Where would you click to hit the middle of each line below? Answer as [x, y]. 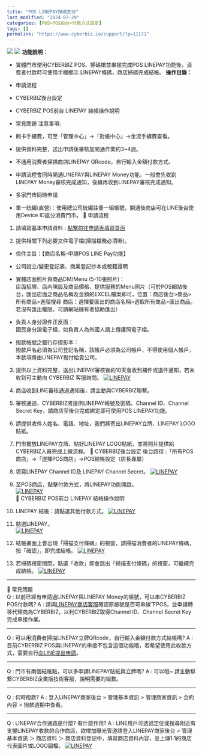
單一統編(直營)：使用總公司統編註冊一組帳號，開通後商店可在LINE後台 [102, 208]
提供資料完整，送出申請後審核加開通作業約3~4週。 [78, 149]
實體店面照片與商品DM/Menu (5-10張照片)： [70, 279]
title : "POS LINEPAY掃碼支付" [43, 12]
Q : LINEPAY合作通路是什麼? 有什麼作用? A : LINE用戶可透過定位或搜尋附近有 [101, 723]
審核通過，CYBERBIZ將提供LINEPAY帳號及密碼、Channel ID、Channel [102, 403]
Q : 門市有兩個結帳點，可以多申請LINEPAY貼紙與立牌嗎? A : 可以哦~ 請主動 [99, 671]
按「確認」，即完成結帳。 [46, 550]
